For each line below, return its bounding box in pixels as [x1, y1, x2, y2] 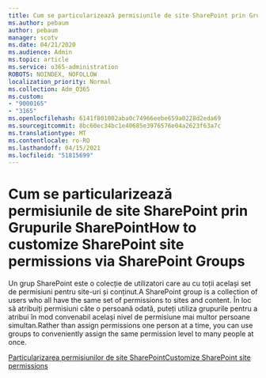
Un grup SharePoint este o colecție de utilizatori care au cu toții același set [8, 278, 252, 289]
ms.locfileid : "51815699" [8, 151, 93, 159]
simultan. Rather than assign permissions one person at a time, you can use [8, 321, 253, 331]
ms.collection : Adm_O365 [8, 85, 90, 93]
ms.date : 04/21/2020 [8, 41, 77, 49]
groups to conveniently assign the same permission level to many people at [8, 329, 254, 338]
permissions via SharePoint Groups [8, 252, 245, 270]
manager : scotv [8, 33, 59, 42]
